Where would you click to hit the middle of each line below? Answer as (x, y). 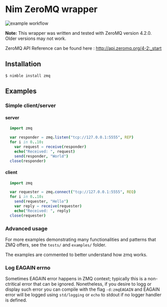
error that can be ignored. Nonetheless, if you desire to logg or (87, 284)
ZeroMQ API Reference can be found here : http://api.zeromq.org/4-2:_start (83, 48)
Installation (23, 64)
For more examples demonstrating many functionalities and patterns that (80, 240)
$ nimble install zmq (28, 76)
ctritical (13, 284)
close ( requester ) (28, 216)
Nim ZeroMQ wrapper (52, 9)
